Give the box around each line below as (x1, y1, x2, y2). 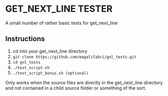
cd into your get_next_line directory (12, 48, 88, 54)
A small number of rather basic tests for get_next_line (5, 20, 118, 26)
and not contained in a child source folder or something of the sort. (5, 85, 147, 91)
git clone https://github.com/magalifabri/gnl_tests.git (12, 54, 137, 59)
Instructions (5, 35, 45, 43)
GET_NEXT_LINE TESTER (5, 3, 113, 15)
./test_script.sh (12, 65, 50, 70)
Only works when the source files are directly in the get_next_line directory (5, 79, 163, 85)
